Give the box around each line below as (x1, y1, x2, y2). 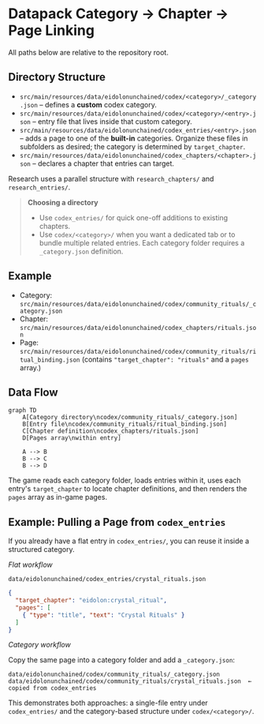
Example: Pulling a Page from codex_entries (8, 515, 226, 529)
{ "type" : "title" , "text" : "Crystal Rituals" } (22, 611, 185, 619)
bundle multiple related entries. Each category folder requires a (39, 238, 245, 247)
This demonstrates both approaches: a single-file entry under (8, 698, 209, 707)
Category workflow (8, 640, 71, 650)
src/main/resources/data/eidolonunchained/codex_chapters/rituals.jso (19, 324, 257, 332)
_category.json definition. (39, 246, 124, 256)
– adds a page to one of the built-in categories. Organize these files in (19, 133, 248, 143)
